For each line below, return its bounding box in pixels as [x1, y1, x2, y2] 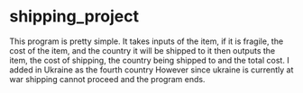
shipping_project [9, 6, 140, 27]
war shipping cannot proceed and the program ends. [9, 73, 206, 84]
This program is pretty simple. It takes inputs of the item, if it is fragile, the [9, 36, 284, 46]
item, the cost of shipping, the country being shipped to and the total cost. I [9, 55, 290, 65]
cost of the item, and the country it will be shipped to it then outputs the [9, 45, 276, 55]
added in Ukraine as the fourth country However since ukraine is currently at [9, 64, 294, 75]
